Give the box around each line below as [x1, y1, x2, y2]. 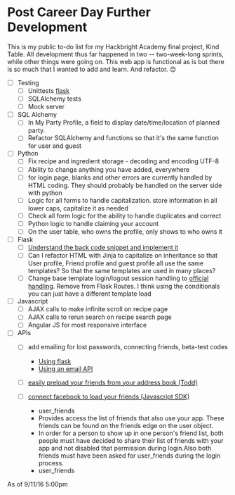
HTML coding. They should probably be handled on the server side [27, 181, 222, 189]
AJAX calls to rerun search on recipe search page [27, 313, 172, 321]
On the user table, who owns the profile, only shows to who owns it [27, 227, 222, 236]
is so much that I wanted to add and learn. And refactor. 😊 [7, 65, 177, 73]
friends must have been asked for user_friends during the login [38, 451, 221, 460]
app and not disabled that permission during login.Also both [38, 444, 212, 452]
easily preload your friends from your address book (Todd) [27, 378, 198, 387]
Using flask [38, 357, 72, 365]
